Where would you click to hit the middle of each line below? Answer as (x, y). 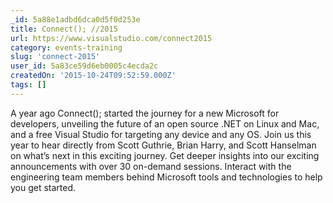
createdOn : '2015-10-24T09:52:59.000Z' (93, 76)
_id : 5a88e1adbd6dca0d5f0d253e (75, 19)
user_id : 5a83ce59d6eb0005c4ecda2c (84, 66)
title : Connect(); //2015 (64, 29)
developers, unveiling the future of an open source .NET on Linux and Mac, (165, 123)
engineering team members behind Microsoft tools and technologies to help (166, 177)
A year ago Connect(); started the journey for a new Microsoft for (145, 113)
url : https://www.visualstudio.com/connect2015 (111, 38)
